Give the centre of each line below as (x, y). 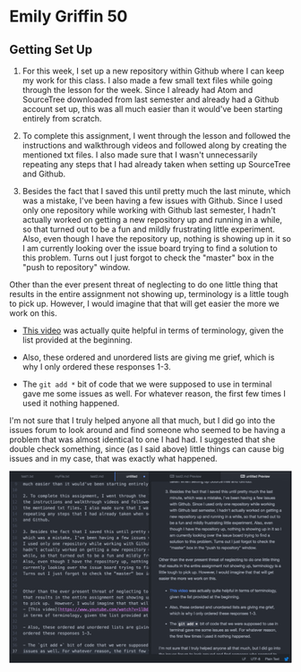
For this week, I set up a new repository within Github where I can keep (153, 71)
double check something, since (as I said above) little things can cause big (147, 449)
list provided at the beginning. (77, 340)
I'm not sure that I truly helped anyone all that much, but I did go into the (142, 421)
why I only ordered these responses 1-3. (97, 367)
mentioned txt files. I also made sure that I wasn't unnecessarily (140, 155)
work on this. (33, 313)
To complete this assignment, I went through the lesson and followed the (156, 136)
